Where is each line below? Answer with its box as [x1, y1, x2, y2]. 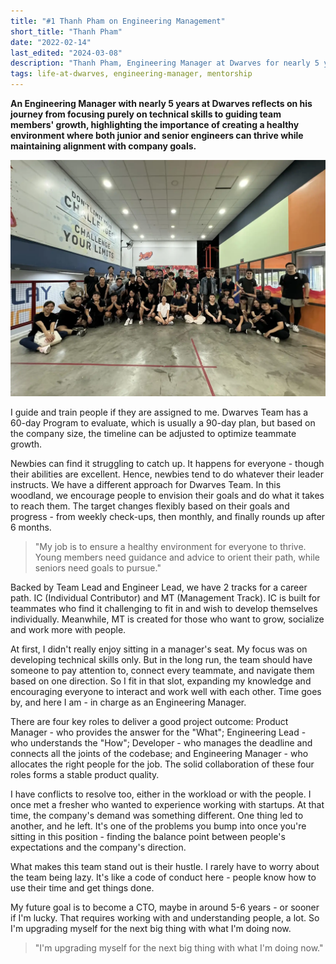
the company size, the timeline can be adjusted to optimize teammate [10, 428, 297, 440]
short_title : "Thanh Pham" [10, 26, 123, 37]
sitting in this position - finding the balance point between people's [10, 831, 286, 843]
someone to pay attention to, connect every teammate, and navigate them [10, 665, 315, 677]
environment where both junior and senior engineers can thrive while [10, 130, 304, 141]
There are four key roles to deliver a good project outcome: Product [10, 716, 289, 728]
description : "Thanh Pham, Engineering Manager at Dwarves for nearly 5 [10, 58, 320, 69]
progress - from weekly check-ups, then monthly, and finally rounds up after [10, 511, 326, 523]
